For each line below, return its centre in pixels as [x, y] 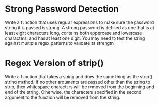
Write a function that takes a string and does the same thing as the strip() [79, 76]
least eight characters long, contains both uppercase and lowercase [74, 33]
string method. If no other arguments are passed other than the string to [78, 82]
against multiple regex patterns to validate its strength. [60, 43]
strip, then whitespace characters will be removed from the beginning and [79, 87]
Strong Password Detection [62, 9]
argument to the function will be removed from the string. [63, 97]
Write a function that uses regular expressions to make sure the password [79, 22]
